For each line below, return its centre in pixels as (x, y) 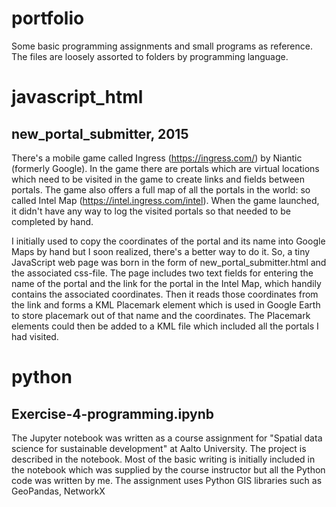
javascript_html (77, 97)
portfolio (48, 18)
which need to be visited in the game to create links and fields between (158, 179)
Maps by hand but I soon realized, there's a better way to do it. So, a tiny (161, 251)
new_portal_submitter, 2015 (100, 133)
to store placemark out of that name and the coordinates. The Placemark (161, 315)
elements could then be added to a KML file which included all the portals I (165, 326)
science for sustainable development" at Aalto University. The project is (159, 448)
